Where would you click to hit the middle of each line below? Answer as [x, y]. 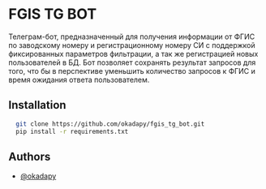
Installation [37, 105]
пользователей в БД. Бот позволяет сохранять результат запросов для [132, 62]
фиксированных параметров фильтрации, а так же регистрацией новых [133, 54]
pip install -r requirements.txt [72, 131]
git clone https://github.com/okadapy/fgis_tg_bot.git [110, 124]
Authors [30, 156]
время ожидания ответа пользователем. [79, 79]
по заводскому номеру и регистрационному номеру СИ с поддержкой [132, 45]
